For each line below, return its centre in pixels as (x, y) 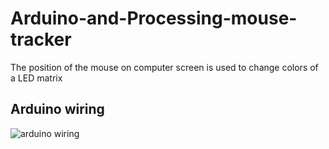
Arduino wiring (57, 109)
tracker (41, 39)
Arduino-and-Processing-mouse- (154, 18)
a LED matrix (36, 78)
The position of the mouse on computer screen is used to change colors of (164, 67)
